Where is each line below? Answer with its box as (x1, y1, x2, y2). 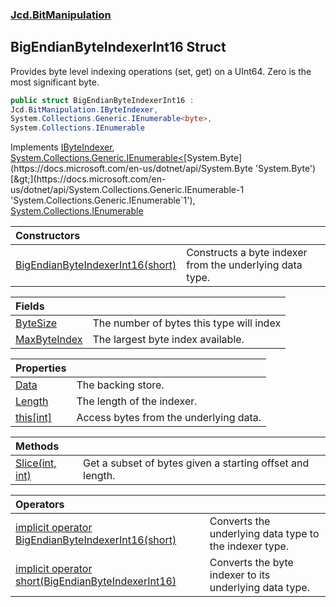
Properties (15, 361, 67, 375)
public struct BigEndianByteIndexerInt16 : (10, 95, 195, 105)
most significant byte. (10, 76, 100, 88)
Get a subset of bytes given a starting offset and (83, 456, 310, 470)
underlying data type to (209, 527, 320, 541)
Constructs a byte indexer (186, 246, 308, 260)
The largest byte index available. (92, 333, 245, 347)
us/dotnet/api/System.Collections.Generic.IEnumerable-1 (10, 184, 245, 196)
